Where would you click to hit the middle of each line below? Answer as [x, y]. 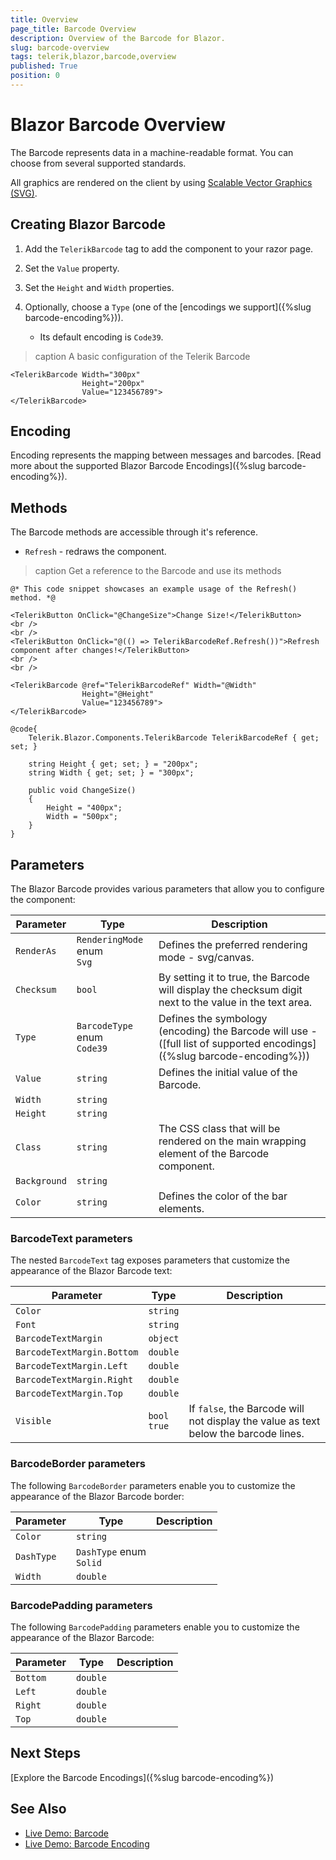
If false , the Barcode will [246, 1409]
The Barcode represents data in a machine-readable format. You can [152, 152]
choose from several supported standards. [98, 163]
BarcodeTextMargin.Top [69, 1394]
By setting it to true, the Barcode [234, 978]
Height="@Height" [118, 694]
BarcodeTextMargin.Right [74, 1380]
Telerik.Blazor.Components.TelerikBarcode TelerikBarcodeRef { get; [174, 738]
